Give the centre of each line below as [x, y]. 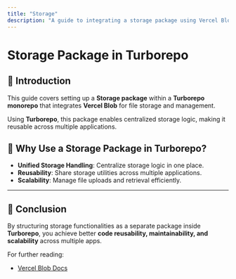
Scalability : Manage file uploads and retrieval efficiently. [99, 181]
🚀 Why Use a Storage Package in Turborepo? [107, 148]
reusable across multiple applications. [62, 126]
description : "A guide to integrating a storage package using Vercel [113, 20]
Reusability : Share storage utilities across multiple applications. [110, 173]
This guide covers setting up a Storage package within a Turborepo [106, 98]
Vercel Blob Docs [42, 268]
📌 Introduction [39, 81]
